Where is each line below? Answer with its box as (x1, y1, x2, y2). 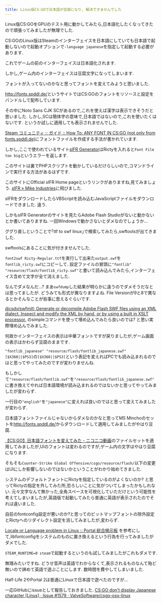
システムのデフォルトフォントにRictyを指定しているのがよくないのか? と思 (5, 476, 154, 482)
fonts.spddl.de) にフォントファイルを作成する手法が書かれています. (5, 136, 138, 142)
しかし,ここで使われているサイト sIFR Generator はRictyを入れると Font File (5, 146, 155, 152)
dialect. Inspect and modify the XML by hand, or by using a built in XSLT (5, 311, 149, 317)
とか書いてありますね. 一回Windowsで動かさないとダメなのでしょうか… (5, 218, 148, 224)
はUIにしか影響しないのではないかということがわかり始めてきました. (5, 466, 142, 472)
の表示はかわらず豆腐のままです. (5, 339, 70, 345)
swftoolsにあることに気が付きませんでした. (5, 245, 91, 250)
